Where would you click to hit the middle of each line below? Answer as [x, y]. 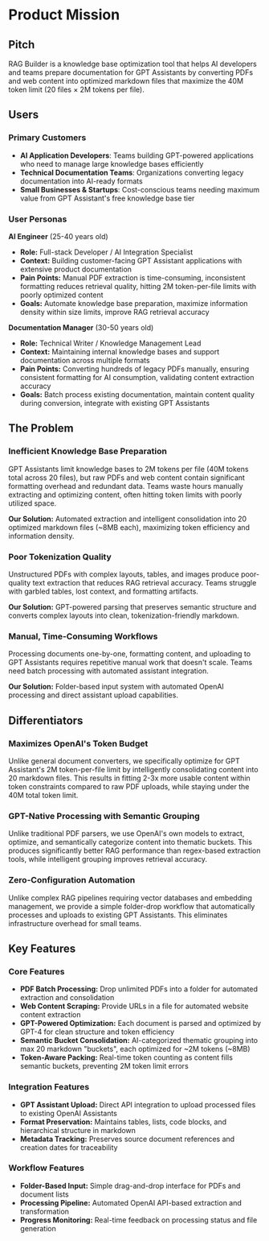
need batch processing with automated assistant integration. [108, 671]
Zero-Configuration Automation [72, 880]
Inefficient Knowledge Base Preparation [88, 451]
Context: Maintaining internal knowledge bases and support [120, 351]
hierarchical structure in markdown [78, 1130]
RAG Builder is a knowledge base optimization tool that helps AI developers [132, 64]
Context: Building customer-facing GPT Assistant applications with [131, 260]
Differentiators [46, 720]
